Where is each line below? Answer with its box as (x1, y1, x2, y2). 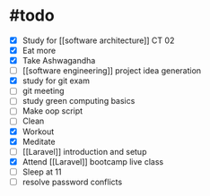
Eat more (22, 46, 57, 55)
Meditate (22, 136, 56, 147)
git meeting (22, 86, 65, 97)
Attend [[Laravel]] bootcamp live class (22, 156, 164, 166)
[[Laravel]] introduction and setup (22, 146, 147, 157)
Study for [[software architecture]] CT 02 (22, 35, 175, 46)
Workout (22, 126, 55, 137)
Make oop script (22, 106, 83, 116)
